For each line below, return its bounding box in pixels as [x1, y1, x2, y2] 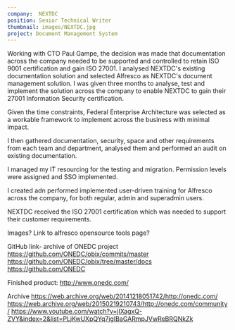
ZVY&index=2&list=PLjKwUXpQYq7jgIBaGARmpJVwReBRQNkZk [7, 314, 193, 323]
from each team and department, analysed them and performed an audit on [7, 144, 227, 152]
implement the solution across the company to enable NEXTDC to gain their [7, 87, 227, 95]
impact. [7, 123, 30, 131]
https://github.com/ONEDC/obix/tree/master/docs [7, 257, 153, 266]
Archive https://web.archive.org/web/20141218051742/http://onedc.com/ [7, 292, 218, 300]
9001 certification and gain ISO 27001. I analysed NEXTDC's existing [7, 64, 205, 73]
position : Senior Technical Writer [7, 17, 112, 24]
